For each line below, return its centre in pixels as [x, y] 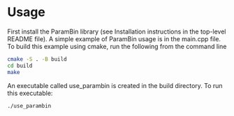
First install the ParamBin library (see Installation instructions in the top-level [117, 31]
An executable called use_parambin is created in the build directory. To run [115, 85]
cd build [20, 66]
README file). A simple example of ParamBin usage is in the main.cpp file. [114, 38]
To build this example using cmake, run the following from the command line [117, 46]
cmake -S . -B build [37, 59]
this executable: [30, 93]
